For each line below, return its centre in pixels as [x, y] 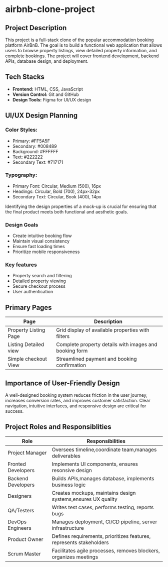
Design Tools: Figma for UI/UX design [52, 99]
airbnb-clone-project [50, 9]
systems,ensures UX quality [84, 499]
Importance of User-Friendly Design [62, 383]
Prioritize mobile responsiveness [46, 252]
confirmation [71, 365]
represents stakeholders [80, 542]
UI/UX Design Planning [41, 116]
